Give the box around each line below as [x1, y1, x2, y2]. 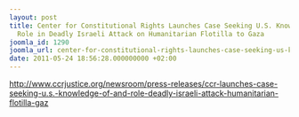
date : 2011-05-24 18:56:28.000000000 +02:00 [9, 54, 177, 63]
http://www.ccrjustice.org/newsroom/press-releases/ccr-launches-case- [9, 79, 279, 89]
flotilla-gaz [9, 97, 49, 107]
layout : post [9, 12, 58, 22]
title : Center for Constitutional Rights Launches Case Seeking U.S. [9, 21, 273, 30]
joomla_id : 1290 [9, 37, 69, 47]
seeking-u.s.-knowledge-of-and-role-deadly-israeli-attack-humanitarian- [9, 88, 279, 98]
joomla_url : [9, 46, 53, 55]
